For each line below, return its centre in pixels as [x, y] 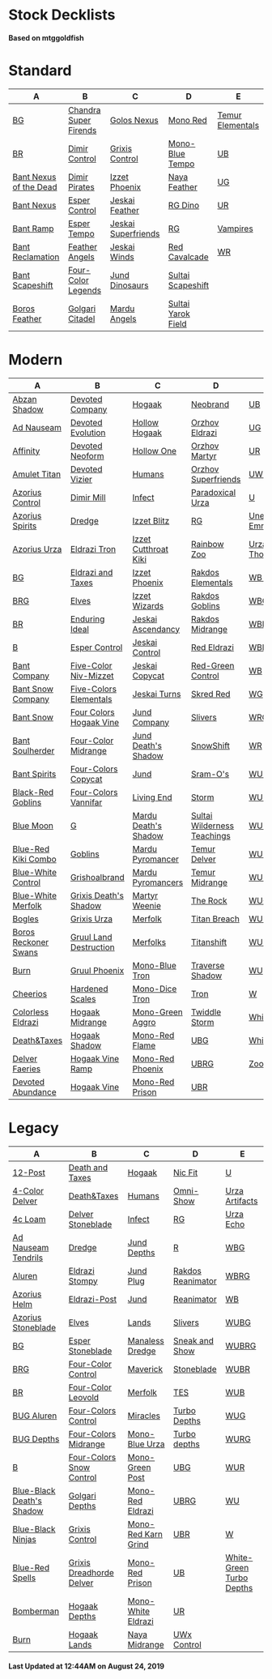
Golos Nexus [134, 120]
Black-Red [33, 792]
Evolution [88, 433]
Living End [152, 797]
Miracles [144, 1416]
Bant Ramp [33, 229]
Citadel [81, 318]
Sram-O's [210, 774]
